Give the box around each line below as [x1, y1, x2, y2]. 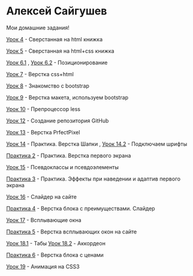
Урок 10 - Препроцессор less [6, 105, 81, 112]
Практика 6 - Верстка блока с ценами [6, 251, 104, 259]
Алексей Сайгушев [6, 4, 107, 18]
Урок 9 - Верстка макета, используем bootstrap [6, 94, 129, 101]
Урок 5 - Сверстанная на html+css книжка [6, 47, 115, 55]
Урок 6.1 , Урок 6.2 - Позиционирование [6, 59, 108, 66]
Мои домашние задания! [6, 24, 70, 31]
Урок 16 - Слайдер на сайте [6, 193, 77, 200]
